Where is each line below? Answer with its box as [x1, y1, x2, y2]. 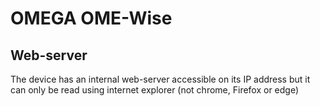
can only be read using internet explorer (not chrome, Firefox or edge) [10, 84, 300, 96]
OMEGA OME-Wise [10, 7, 173, 30]
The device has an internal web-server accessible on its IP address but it [10, 73, 311, 85]
